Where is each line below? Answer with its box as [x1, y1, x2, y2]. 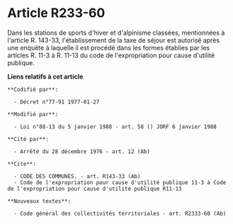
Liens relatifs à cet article [7, 72, 84, 81]
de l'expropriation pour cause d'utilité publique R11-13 [7, 185, 182, 192]
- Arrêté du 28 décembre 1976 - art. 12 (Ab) [13, 147, 151, 155]
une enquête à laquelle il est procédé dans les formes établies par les [7, 43, 210, 52]
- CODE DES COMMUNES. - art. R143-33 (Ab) [13, 172, 141, 180]
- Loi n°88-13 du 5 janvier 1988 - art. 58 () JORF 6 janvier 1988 [13, 123, 217, 130]
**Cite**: [7, 160, 37, 167]
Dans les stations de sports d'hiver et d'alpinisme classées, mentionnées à [7, 28, 225, 37]
